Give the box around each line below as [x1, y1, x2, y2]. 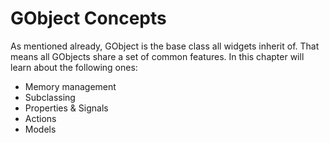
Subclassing [24, 91, 76, 103]
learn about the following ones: [10, 61, 138, 73]
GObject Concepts [10, 7, 167, 30]
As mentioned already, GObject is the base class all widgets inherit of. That [10, 40, 320, 52]
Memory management [24, 80, 117, 92]
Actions [24, 112, 57, 124]
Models [24, 123, 57, 135]
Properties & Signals [24, 102, 109, 114]
